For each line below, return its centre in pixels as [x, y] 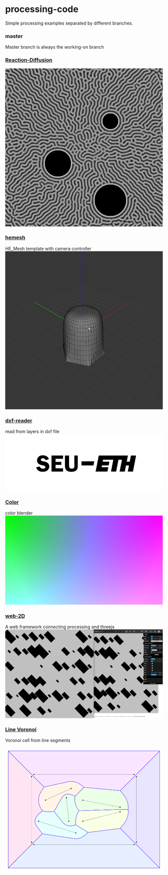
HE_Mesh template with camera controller [48, 248]
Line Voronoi [21, 730]
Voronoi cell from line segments [38, 740]
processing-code [42, 9]
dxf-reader [19, 420]
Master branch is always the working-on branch [54, 47]
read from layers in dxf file [32, 431]
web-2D [15, 616]
